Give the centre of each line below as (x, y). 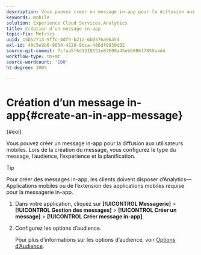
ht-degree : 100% (26, 67)
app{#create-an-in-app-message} (95, 115)
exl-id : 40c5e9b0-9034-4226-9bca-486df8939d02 (66, 46)
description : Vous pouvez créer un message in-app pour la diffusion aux (101, 12)
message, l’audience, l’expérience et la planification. (71, 156)
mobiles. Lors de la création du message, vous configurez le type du (91, 150)
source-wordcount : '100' (37, 62)
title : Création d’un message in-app (54, 28)
